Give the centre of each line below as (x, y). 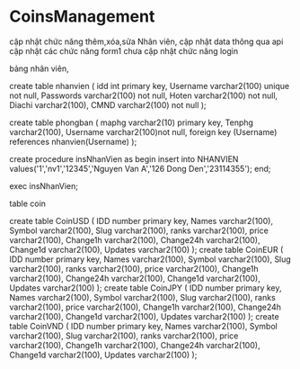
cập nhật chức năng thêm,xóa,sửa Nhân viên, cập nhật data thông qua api (146, 41)
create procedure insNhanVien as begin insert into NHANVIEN (124, 158)
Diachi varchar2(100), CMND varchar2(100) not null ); (108, 104)
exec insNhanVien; (44, 185)
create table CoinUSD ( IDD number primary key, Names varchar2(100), (141, 220)
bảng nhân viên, (39, 68)
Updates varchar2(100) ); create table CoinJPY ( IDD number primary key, (146, 288)
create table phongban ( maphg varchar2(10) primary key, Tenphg (132, 122)
